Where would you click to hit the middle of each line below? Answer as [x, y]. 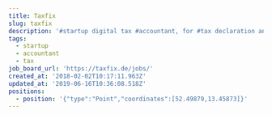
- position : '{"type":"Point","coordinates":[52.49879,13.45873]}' [132, 99]
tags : [17, 38]
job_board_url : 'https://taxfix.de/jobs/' [81, 69]
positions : [27, 91]
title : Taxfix [32, 16]
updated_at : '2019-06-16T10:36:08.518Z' [78, 83]
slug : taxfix [30, 23]
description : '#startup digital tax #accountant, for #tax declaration [132, 31]
